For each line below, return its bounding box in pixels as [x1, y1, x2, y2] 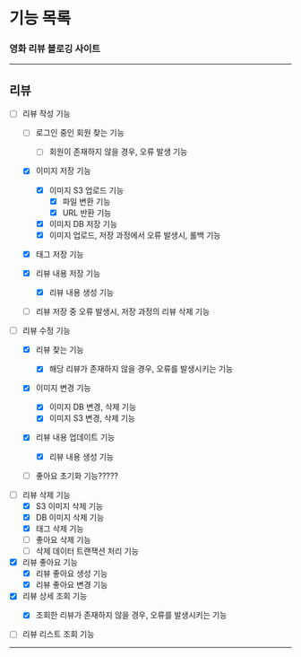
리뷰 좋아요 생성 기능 [35, 568, 108, 579]
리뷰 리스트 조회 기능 [21, 629, 95, 640]
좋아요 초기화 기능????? [35, 470, 119, 481]
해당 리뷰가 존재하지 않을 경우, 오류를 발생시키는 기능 [48, 364, 234, 374]
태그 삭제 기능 [35, 522, 84, 534]
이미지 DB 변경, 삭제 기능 [48, 401, 137, 413]
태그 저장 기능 [35, 249, 84, 259]
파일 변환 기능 [62, 196, 111, 206]
